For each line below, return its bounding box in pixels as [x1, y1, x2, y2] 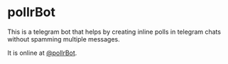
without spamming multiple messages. [7, 34, 120, 43]
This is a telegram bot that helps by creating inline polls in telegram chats [7, 27, 222, 36]
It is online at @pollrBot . [7, 49, 77, 57]
